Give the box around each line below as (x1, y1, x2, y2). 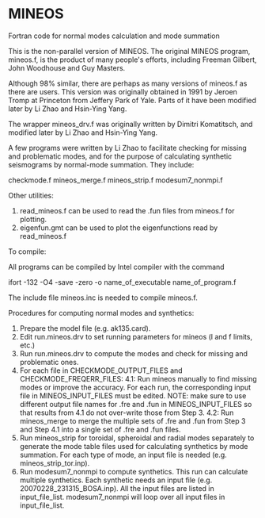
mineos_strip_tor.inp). (19, 458, 90, 468)
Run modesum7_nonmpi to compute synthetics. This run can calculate (19, 466, 248, 476)
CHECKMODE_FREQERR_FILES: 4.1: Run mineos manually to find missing (19, 374, 257, 383)
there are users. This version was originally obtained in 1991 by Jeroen (8, 86, 237, 96)
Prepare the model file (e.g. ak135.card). (19, 323, 151, 333)
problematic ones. (19, 357, 79, 366)
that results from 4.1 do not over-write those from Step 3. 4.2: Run (19, 408, 234, 417)
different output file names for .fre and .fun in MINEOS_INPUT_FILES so (19, 399, 252, 409)
